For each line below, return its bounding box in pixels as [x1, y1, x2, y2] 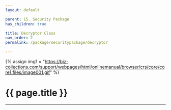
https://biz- [45, 59, 69, 64]
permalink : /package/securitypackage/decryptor [5, 40, 108, 45]
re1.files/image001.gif [5, 69, 50, 75]
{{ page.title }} [5, 87, 68, 99]
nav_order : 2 [5, 35, 33, 41]
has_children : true [5, 21, 47, 26]
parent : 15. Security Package [5, 16, 70, 22]
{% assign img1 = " [5, 59, 45, 64]
